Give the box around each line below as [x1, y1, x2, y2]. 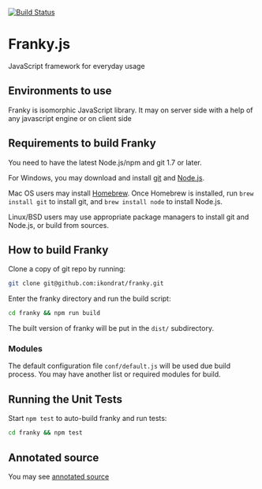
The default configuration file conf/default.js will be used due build [8, 361, 231, 371]
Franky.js [8, 36, 71, 53]
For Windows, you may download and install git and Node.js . [8, 172, 205, 182]
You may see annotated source [8, 472, 110, 481]
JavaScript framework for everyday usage [8, 61, 145, 70]
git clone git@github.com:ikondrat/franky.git [8, 279, 164, 288]
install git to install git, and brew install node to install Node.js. [8, 196, 223, 206]
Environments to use [8, 84, 112, 98]
